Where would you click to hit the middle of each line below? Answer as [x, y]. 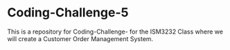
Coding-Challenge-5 [68, 13]
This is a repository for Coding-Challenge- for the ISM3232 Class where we [115, 32]
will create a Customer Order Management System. [80, 38]
